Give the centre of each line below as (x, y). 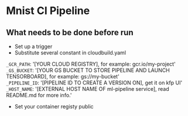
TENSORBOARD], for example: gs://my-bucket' (63, 76)
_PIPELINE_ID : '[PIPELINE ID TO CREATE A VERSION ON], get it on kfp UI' (94, 83)
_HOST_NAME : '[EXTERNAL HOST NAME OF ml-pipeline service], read (88, 89)
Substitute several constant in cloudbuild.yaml (70, 53)
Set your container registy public (54, 106)
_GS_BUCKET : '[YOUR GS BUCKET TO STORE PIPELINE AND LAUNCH (88, 70)
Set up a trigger (33, 46)
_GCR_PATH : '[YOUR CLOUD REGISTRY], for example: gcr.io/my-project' (91, 64)
